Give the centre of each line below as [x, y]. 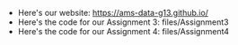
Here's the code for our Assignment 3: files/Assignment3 [123, 22]
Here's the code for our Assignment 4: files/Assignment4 [123, 31]
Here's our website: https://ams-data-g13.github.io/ [113, 13]
